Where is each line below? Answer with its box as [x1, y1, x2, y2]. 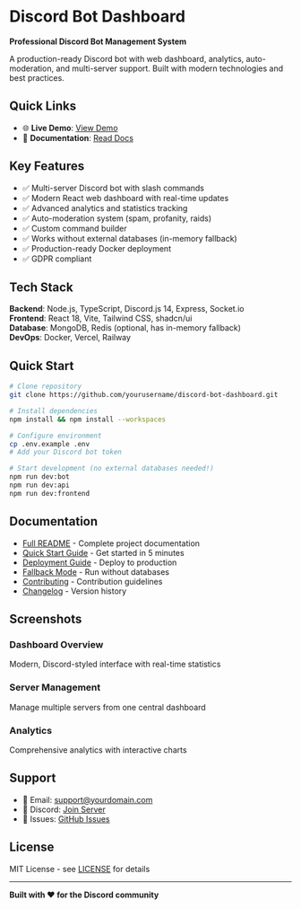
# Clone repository [9, 382, 82, 392]
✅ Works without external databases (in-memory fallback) [21, 233, 237, 243]
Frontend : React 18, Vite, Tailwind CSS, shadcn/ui [9, 313, 193, 324]
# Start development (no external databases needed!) [9, 464, 215, 473]
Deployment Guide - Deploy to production [21, 557, 177, 568]
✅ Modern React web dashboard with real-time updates [21, 192, 229, 203]
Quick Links [9, 99, 77, 114]
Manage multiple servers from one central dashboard [9, 702, 206, 712]
